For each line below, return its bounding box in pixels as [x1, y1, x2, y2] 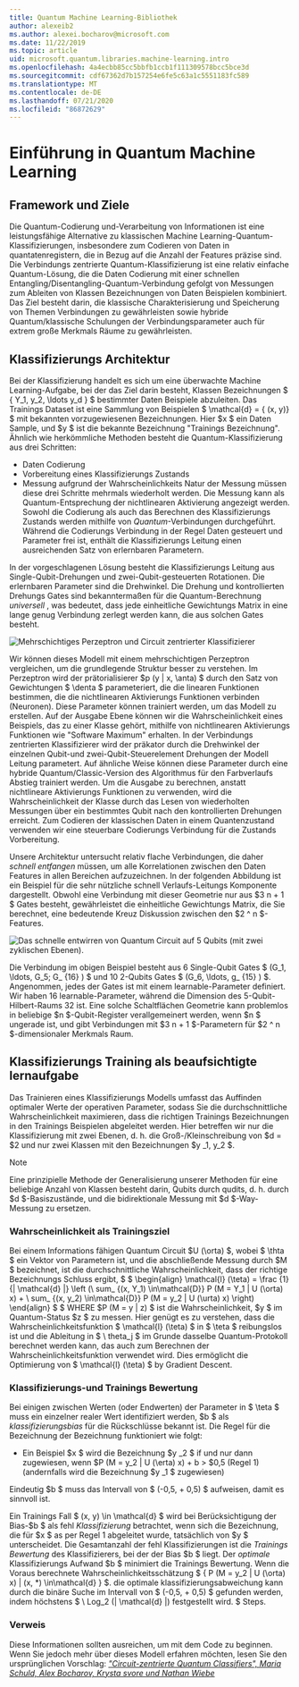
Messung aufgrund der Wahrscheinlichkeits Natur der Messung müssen [21, 478, 287, 489]
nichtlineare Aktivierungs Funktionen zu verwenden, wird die [9, 787, 232, 797]
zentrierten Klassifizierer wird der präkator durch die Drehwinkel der [9, 739, 261, 750]
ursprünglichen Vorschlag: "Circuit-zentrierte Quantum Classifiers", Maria [9, 1657, 281, 1668]
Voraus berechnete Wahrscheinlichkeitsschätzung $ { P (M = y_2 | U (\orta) [9, 1568, 286, 1579]
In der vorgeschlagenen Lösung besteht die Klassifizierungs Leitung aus [9, 562, 275, 573]
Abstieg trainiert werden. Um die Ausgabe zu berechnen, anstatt [9, 777, 246, 788]
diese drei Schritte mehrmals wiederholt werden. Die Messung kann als [21, 488, 286, 499]
